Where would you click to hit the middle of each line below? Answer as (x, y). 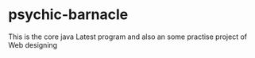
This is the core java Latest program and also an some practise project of (128, 37)
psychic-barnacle (68, 15)
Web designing (33, 44)
